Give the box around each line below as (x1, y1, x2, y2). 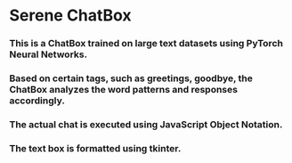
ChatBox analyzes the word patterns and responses (9, 84, 239, 96)
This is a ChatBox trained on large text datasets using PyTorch (9, 37, 283, 50)
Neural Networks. (9, 48, 87, 61)
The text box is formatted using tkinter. (9, 142, 182, 154)
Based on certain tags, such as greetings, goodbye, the (9, 72, 254, 85)
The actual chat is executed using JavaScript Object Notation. (9, 118, 283, 130)
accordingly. (9, 94, 65, 107)
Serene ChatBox (9, 5, 132, 26)
